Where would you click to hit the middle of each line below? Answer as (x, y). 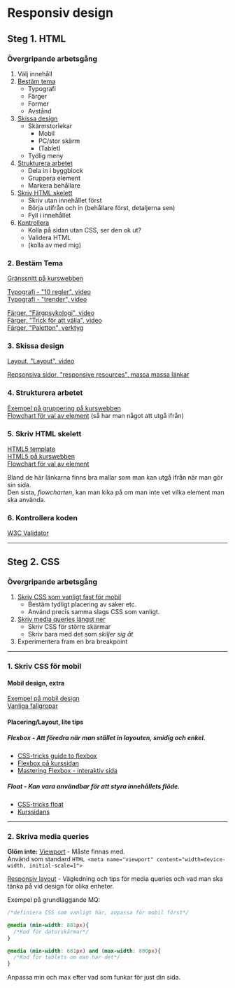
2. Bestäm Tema (35, 263)
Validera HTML (49, 237)
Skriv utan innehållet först (65, 200)
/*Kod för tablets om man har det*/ (67, 957)
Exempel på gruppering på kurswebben (64, 408)
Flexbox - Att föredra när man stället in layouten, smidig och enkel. (107, 738)
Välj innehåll (35, 74)
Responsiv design (60, 13)
